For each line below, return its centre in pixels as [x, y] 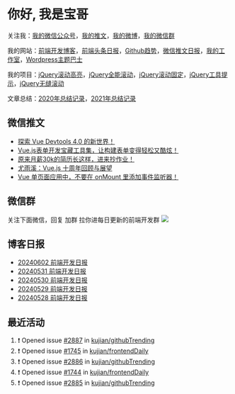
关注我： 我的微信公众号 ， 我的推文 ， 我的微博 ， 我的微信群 [91, 35]
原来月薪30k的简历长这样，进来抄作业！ [76, 159]
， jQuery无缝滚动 [39, 83]
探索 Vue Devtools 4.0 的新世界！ [66, 141]
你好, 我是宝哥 [48, 15]
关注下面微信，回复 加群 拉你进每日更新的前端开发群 [84, 220]
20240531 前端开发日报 [52, 271]
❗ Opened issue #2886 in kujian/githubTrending [86, 361]
